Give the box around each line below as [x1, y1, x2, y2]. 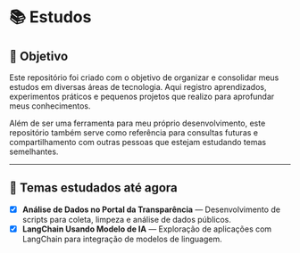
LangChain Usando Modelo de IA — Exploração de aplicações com [21, 224, 272, 234]
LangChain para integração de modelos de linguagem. [21, 233, 223, 244]
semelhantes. [9, 146, 59, 157]
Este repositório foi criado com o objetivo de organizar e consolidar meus [9, 72, 279, 83]
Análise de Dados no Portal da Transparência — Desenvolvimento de [21, 204, 281, 215]
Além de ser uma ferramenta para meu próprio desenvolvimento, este [9, 118, 266, 128]
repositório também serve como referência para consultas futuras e [9, 127, 259, 138]
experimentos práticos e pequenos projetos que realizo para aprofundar [9, 91, 275, 102]
